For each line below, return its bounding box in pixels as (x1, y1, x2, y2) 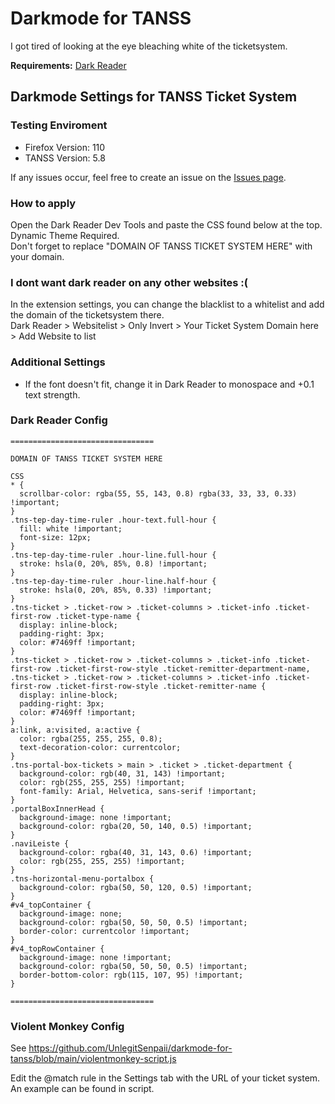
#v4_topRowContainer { (10, 943, 105, 954)
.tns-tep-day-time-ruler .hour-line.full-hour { (10, 550, 217, 560)
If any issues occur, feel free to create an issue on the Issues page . (10, 171, 287, 183)
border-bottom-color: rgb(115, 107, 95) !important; (19, 970, 244, 980)
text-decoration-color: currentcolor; (19, 742, 182, 752)
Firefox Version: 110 (24, 141, 106, 153)
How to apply (10, 196, 77, 210)
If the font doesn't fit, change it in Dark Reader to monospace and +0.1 (24, 378, 315, 390)
